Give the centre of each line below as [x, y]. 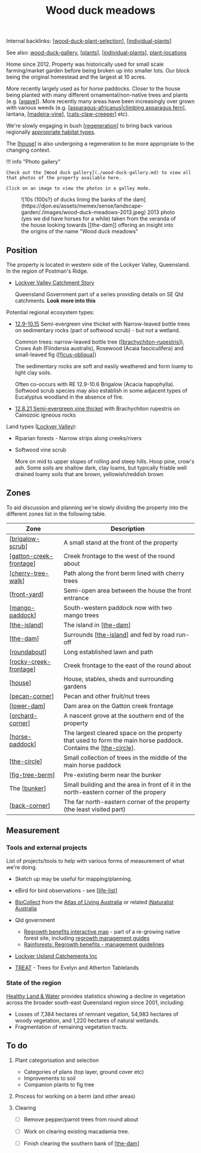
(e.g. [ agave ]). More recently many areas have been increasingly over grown [100, 101]
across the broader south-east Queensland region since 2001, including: [95, 1003]
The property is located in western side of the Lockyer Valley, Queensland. [98, 265]
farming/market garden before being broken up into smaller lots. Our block [98, 71]
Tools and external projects [47, 848]
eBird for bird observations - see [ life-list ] [66, 890]
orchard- [25, 715]
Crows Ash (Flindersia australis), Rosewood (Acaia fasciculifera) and [99, 348]
